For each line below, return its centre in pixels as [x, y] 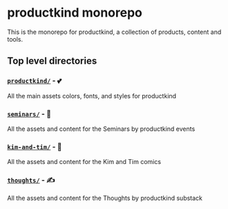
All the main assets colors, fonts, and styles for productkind [92, 96]
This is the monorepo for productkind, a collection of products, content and [114, 32]
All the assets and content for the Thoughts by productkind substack [105, 198]
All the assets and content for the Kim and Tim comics [84, 162]
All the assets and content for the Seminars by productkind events [101, 129]
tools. [15, 39]
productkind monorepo [75, 13]
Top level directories [52, 61]
